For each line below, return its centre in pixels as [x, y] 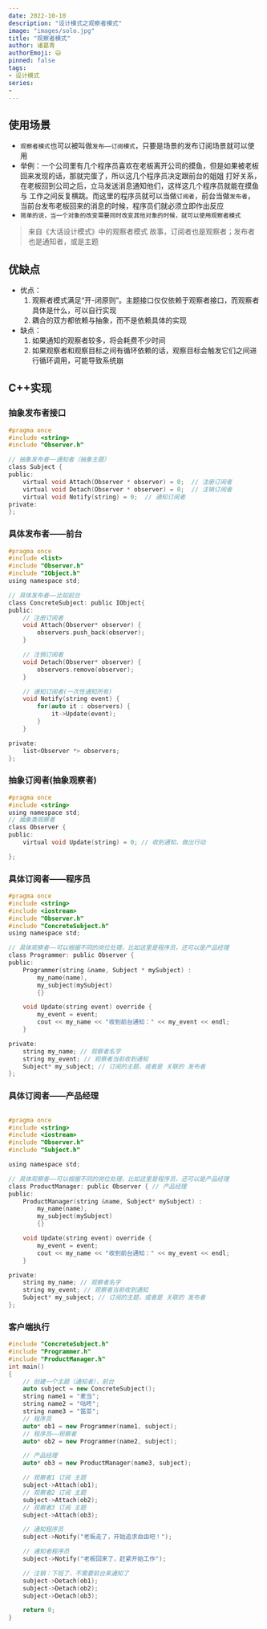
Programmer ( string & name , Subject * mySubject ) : [107, 970]
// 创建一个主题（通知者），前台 [69, 1382]
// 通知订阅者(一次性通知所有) [68, 691]
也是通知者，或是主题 [63, 242]
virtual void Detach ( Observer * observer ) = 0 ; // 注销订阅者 [127, 489]
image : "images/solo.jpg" [51, 31]
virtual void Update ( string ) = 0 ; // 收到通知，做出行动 [114, 843]
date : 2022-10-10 [37, 16]
